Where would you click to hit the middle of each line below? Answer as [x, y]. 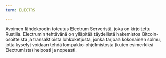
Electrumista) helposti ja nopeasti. [41, 50]
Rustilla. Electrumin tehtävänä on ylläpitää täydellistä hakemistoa [73, 34]
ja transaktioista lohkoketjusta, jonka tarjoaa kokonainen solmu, [94, 39]
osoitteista [16, 39]
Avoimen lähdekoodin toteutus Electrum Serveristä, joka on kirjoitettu [78, 29]
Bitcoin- [150, 34]
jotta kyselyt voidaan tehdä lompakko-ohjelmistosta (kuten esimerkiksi [79, 45]
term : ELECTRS [20, 10]
